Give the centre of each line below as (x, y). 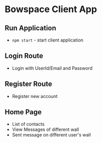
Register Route (29, 84)
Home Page (23, 112)
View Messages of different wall (45, 129)
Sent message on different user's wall (52, 135)
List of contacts (28, 124)
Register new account (35, 96)
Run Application (31, 28)
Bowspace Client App (51, 9)
